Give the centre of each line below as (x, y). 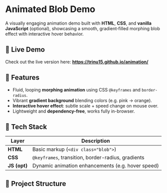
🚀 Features (22, 78)
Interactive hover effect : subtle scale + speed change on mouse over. (85, 106)
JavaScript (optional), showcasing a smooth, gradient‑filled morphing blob (82, 28)
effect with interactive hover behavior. (45, 34)
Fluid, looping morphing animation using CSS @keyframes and (76, 89)
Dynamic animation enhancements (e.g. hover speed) (96, 166)
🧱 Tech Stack (26, 127)
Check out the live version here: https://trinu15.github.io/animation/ (77, 62)
